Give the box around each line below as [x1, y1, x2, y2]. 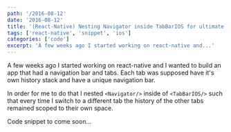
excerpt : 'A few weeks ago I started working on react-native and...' [7, 42, 215, 49]
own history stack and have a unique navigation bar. [7, 76, 156, 84]
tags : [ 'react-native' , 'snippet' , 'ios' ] [7, 29, 131, 37]
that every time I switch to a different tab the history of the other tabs [7, 97, 204, 104]
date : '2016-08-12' [7, 17, 64, 23]
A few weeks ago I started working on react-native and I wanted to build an [7, 62, 221, 69]
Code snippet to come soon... [7, 117, 92, 125]
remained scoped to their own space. [7, 104, 114, 112]
